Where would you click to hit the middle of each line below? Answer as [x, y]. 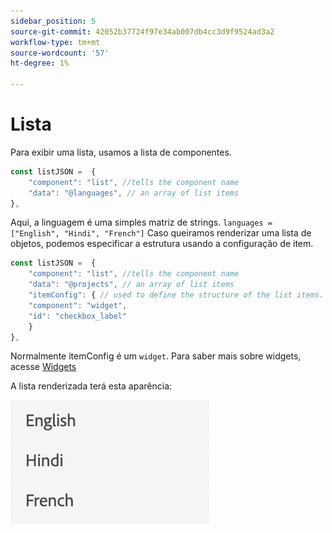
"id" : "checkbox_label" [78, 316]
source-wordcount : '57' [60, 53]
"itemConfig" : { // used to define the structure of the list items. [176, 295]
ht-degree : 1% [40, 63]
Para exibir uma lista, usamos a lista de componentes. [121, 152]
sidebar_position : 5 [53, 21]
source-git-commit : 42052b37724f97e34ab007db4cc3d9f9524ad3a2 [142, 31]
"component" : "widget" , [78, 305]
